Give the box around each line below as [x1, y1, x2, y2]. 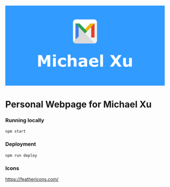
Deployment [5, 141, 36, 148]
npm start [5, 129, 26, 134]
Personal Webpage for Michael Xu [5, 99, 152, 110]
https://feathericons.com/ [5, 176, 59, 182]
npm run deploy [5, 153, 37, 158]
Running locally [5, 117, 45, 124]
